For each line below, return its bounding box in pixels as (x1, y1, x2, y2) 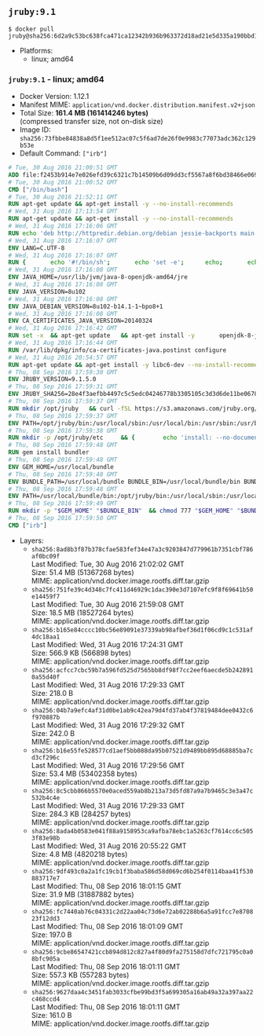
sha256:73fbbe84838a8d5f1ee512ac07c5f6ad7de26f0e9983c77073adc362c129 (19, 135, 256, 143)
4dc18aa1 (31, 632, 60, 641)
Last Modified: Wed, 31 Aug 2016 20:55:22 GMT (31, 840, 187, 851)
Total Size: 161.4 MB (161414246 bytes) (19, 108, 149, 118)
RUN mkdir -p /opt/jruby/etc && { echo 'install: (8, 434, 213, 442)
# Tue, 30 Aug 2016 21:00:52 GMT (8, 178, 118, 186)
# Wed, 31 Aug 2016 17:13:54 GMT (8, 207, 118, 215)
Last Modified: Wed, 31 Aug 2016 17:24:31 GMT (31, 639, 184, 649)
